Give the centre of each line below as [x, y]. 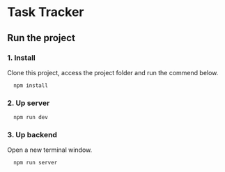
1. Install [22, 58]
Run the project [41, 38]
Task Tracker [46, 12]
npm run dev [31, 118]
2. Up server [29, 103]
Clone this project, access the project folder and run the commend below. [113, 72]
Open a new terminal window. [50, 150]
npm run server [36, 163]
